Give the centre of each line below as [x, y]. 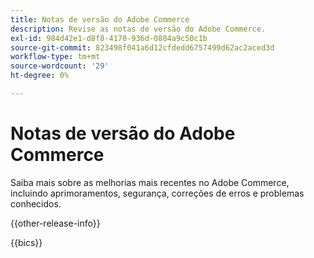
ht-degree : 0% [40, 76]
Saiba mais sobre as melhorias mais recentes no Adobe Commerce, [150, 182]
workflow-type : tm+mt [55, 57]
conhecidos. [36, 203]
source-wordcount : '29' [60, 66]
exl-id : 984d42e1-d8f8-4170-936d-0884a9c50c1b [109, 38]
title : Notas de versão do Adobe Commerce [100, 19]
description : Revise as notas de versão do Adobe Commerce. [138, 29]
